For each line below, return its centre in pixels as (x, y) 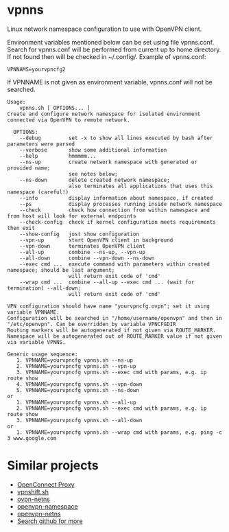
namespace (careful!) (38, 192)
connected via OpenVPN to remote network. (69, 120)
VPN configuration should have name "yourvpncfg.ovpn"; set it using (109, 306)
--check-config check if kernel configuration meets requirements (118, 222)
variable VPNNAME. (33, 312)
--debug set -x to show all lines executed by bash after (116, 138)
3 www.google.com (32, 438)
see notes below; (93, 174)
